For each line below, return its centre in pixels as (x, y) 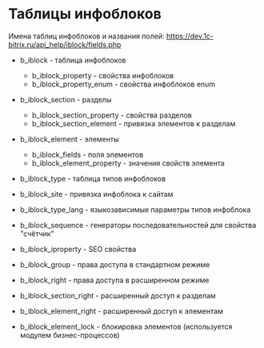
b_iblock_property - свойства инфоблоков (103, 75)
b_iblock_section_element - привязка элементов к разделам (134, 123)
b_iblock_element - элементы (69, 139)
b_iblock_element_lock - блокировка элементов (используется (126, 326)
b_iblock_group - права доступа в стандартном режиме (115, 264)
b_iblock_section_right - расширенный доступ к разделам (118, 295)
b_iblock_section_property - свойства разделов (112, 115)
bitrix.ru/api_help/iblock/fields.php (65, 44)
